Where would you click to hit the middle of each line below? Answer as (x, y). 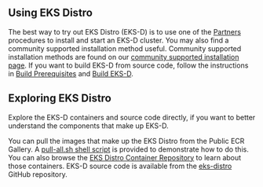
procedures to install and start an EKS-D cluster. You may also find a (119, 40)
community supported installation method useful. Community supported (125, 48)
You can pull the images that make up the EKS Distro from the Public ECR (126, 141)
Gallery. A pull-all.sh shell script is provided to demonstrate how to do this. (128, 149)
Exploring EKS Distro (60, 99)
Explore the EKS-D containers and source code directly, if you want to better (132, 117)
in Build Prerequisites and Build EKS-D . (71, 73)
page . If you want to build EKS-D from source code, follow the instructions (128, 65)
